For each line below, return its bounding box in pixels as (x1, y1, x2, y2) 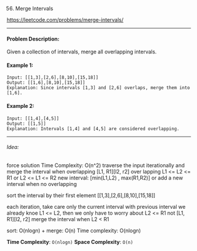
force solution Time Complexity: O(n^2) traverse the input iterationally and (6, 161, 185, 169)
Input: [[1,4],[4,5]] (6, 116, 60, 121)
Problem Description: (6, 35, 60, 42)
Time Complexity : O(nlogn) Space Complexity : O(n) (6, 238, 133, 245)
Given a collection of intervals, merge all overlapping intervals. (6, 48, 157, 55)
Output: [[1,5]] (6, 120, 46, 127)
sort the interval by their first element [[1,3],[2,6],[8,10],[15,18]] (6, 192, 155, 199)
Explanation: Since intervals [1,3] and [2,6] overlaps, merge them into (6, 85, 191, 91)
